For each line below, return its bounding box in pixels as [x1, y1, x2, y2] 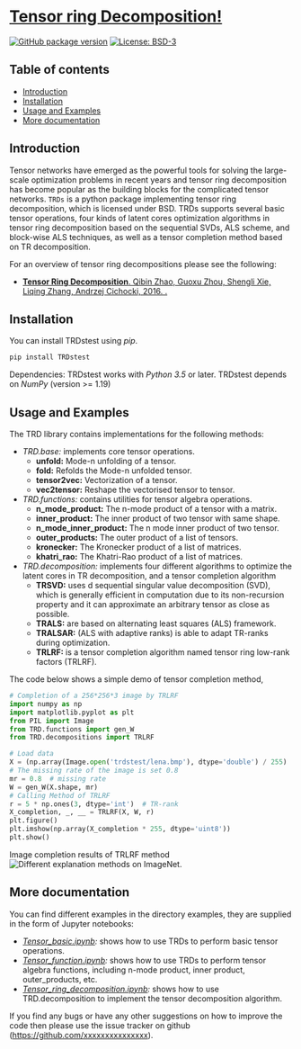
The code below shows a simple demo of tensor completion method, [9, 674, 263, 685]
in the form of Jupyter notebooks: [9, 918, 135, 928]
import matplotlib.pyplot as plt [9, 708, 135, 717]
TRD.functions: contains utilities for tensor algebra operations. [22, 494, 253, 505]
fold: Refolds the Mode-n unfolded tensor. [35, 465, 192, 476]
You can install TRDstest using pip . [9, 336, 138, 346]
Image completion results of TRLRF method [9, 848, 171, 860]
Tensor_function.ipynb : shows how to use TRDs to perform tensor [22, 955, 267, 965]
